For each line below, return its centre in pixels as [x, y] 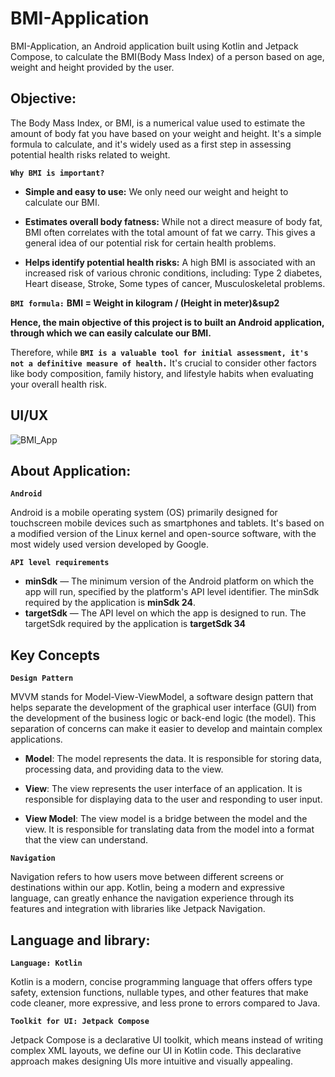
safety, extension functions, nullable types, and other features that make [159, 992]
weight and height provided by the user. [92, 67]
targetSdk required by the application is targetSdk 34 [135, 624]
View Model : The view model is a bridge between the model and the [166, 819]
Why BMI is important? [57, 173]
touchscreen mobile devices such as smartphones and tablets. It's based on [167, 523]
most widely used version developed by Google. [109, 544]
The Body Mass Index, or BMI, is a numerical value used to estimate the [158, 123]
